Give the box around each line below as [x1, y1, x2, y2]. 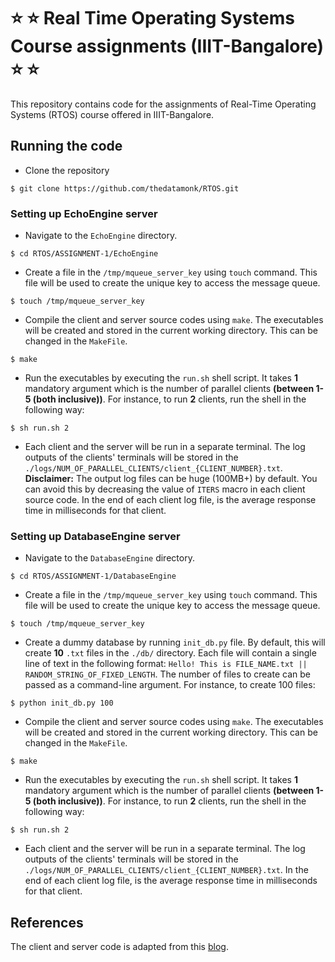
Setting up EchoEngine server [10, 206, 158, 220]
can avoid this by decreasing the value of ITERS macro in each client [24, 483, 306, 495]
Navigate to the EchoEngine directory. [24, 230, 178, 242]
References [10, 914, 84, 931]
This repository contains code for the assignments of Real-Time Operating [10, 98, 317, 110]
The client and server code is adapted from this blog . [10, 941, 229, 953]
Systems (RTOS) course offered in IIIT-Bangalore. [10, 108, 215, 120]
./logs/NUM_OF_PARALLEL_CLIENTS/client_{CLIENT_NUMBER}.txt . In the [24, 864, 309, 876]
